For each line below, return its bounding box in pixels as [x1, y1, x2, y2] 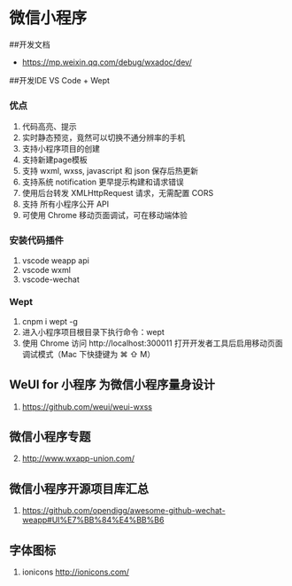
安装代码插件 [9, 234, 65, 246]
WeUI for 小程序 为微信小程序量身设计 [9, 378, 215, 393]
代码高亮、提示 [21, 121, 77, 132]
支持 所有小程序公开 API [21, 199, 110, 209]
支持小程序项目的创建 [21, 144, 100, 154]
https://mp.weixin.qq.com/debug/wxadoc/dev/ [21, 57, 192, 67]
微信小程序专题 [9, 429, 91, 444]
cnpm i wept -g [21, 316, 78, 326]
